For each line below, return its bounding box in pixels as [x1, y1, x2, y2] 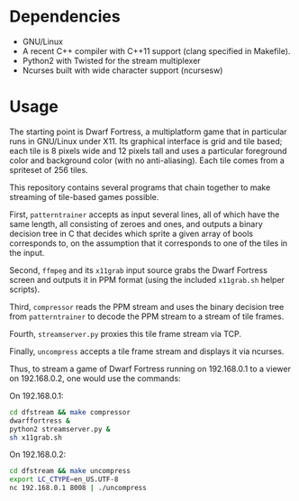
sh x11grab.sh [9, 433, 63, 442]
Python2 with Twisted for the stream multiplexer [22, 55, 201, 66]
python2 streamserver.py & [9, 424, 111, 433]
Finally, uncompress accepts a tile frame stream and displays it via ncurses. [9, 345, 285, 357]
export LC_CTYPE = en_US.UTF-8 [9, 475, 119, 484]
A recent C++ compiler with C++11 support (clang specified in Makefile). [22, 45, 291, 56]
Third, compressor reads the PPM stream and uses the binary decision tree [9, 301, 285, 312]
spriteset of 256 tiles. [9, 164, 88, 175]
